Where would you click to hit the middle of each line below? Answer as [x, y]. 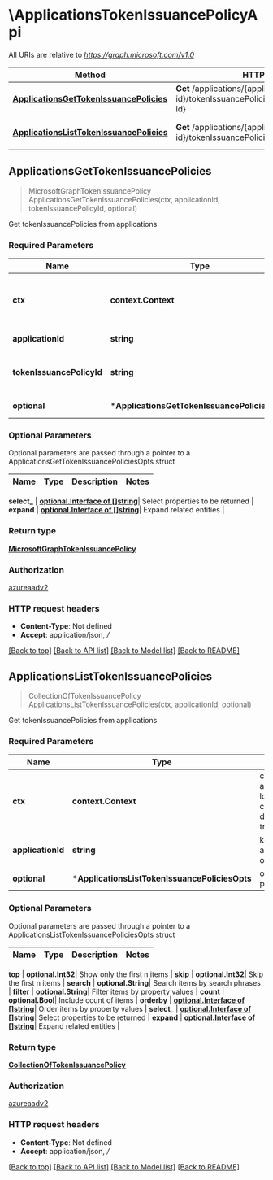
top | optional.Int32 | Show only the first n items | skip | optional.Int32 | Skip [136, 974]
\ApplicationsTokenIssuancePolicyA [133, 15]
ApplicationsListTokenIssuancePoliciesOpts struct [92, 934]
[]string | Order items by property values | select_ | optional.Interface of [130, 1008]
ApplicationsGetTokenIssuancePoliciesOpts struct [92, 462]
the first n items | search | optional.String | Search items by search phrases [135, 982]
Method [90, 75]
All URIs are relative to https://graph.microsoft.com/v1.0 [102, 54]
